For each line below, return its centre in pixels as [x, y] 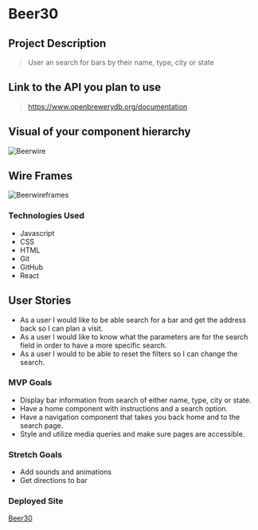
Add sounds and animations [66, 472]
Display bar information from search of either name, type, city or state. [135, 400]
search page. [41, 425]
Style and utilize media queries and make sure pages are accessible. [132, 434]
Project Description [57, 43]
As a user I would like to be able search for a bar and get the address [133, 320]
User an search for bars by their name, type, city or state [121, 62]
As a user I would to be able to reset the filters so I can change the [129, 353]
